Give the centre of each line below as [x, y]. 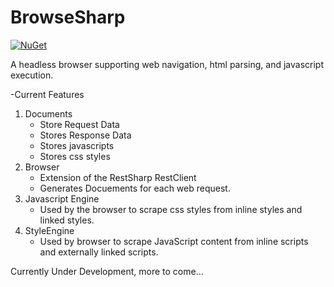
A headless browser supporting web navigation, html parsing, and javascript [167, 64]
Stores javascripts [77, 145]
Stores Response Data [85, 135]
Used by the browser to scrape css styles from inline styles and [171, 209]
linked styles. [67, 220]
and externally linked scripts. [99, 252]
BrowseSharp [68, 17]
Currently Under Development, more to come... [107, 271]
